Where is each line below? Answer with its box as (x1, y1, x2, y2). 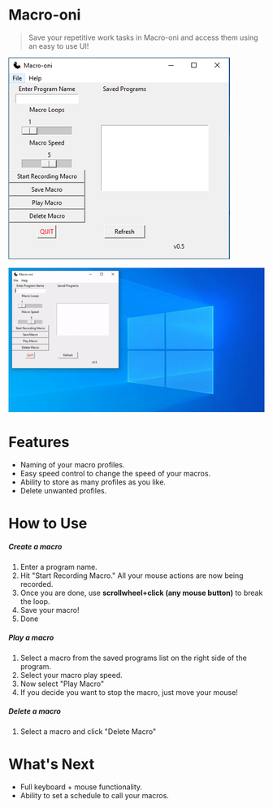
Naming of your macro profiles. (19, 459, 125, 469)
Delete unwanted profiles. (19, 485, 107, 495)
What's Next (8, 755, 95, 774)
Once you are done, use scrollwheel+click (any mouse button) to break (19, 588, 263, 597)
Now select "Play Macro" (19, 679, 105, 689)
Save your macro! (19, 605, 80, 615)
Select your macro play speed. (19, 670, 123, 680)
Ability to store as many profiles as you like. (19, 477, 167, 487)
